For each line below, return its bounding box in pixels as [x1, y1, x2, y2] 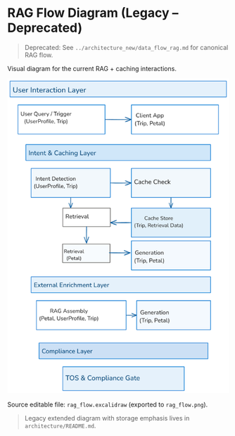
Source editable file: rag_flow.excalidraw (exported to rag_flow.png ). [7, 400, 208, 409]
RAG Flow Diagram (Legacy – [7, 5, 179, 21]
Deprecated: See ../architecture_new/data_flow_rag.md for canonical [24, 43, 229, 51]
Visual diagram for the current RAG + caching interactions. [7, 64, 177, 73]
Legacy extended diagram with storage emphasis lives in [24, 413, 190, 422]
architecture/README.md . [24, 421, 96, 430]
